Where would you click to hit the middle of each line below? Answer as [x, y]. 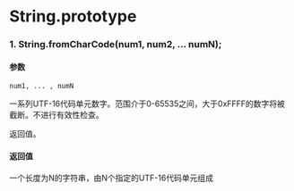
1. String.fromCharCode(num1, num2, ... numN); [116, 45]
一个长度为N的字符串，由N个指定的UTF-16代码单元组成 [111, 178]
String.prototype [73, 17]
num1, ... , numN [42, 87]
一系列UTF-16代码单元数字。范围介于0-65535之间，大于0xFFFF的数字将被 [147, 104]
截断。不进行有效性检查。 [56, 115]
